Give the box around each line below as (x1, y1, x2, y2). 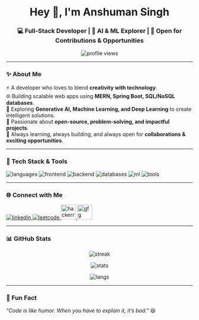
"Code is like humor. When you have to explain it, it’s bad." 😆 (6, 307, 156, 314)
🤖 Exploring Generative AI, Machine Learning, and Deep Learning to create (6, 105, 192, 112)
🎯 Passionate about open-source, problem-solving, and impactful (6, 118, 170, 125)
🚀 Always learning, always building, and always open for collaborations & (6, 130, 186, 138)
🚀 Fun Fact (6, 293, 37, 302)
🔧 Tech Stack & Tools (6, 157, 68, 165)
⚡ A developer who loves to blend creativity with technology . (6, 84, 158, 91)
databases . (6, 99, 34, 106)
